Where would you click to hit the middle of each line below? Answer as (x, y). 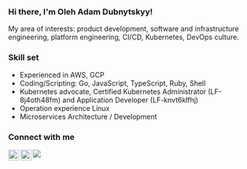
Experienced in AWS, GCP (62, 75)
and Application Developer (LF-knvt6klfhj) (131, 100)
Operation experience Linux (65, 108)
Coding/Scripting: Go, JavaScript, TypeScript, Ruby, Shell (112, 83)
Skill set (24, 57)
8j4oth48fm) (40, 100)
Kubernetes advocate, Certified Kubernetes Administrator (113, 91)
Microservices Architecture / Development (88, 116)
